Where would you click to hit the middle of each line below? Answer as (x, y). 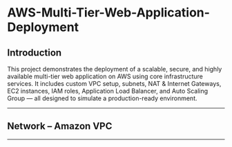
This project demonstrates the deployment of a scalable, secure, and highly (115, 69)
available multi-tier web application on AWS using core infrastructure (105, 76)
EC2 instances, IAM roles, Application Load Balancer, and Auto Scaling (108, 91)
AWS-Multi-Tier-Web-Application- (109, 13)
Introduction (35, 53)
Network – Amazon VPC (60, 126)
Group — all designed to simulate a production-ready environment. (102, 98)
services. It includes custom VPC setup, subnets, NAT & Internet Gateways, (114, 83)
